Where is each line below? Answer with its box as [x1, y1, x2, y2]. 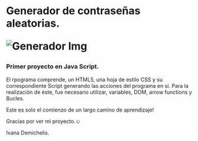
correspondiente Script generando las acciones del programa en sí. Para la [6, 82, 189, 89]
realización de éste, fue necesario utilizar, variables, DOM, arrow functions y [6, 88, 192, 96]
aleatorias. [6, 17, 60, 30]
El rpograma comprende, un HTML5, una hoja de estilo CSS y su [6, 76, 163, 83]
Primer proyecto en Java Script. [6, 63, 99, 71]
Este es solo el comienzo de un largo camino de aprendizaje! [6, 106, 154, 113]
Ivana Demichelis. [6, 129, 50, 136]
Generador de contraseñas [6, 4, 141, 18]
